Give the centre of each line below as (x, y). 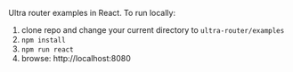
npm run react (47, 50)
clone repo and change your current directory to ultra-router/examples (153, 30)
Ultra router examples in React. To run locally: (92, 13)
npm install (43, 40)
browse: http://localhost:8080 (76, 58)
